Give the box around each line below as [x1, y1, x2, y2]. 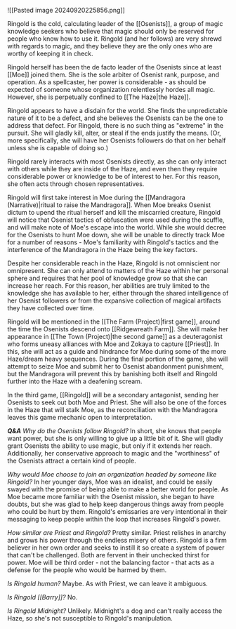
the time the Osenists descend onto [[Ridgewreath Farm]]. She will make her [7, 325, 228, 333]
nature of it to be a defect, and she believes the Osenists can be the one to [7, 114, 223, 122]
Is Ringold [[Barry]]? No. [7, 593, 78, 601]
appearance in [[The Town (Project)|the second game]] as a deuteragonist [7, 333, 223, 340]
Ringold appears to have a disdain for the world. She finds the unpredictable [7, 107, 228, 114]
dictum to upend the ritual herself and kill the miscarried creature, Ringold [7, 208, 221, 216]
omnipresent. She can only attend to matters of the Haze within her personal [7, 267, 229, 274]
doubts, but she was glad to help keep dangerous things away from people [7, 500, 224, 508]
